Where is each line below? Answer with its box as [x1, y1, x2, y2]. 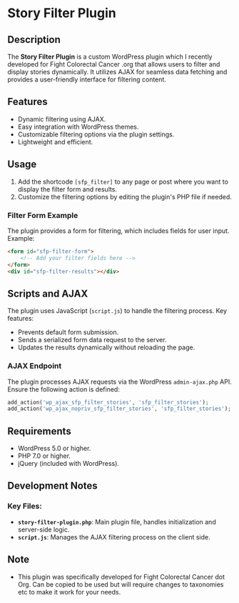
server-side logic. [17, 525, 70, 534]
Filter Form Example [7, 210, 78, 220]
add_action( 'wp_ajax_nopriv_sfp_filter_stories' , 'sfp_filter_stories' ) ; [7, 405, 232, 412]
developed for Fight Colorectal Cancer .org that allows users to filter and [7, 60, 220, 69]
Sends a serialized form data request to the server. [17, 336, 167, 344]
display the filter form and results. [17, 184, 118, 194]
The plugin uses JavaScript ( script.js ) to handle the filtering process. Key [7, 307, 227, 315]
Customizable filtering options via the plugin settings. [17, 130, 175, 139]
